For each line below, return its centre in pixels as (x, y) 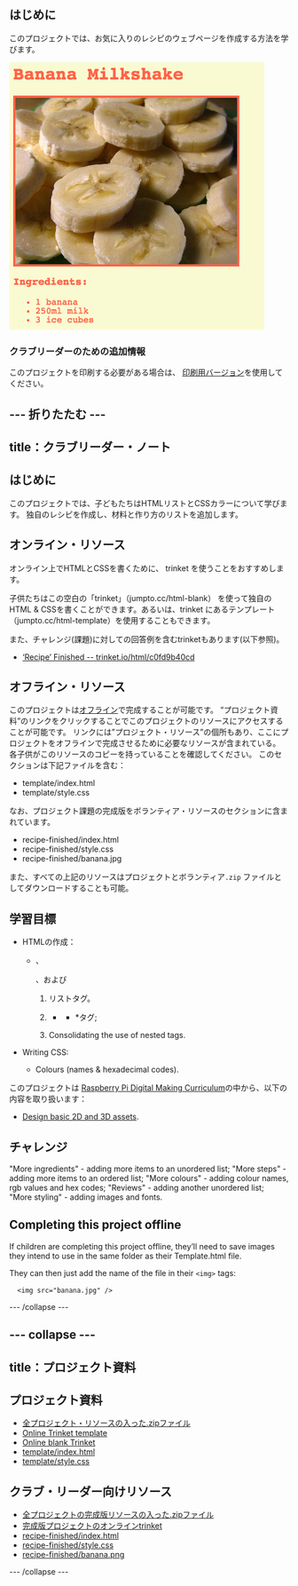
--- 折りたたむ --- (58, 414)
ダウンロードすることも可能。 (79, 888)
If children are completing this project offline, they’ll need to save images (142, 1246)
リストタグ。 (72, 999)
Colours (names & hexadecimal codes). (107, 1070)
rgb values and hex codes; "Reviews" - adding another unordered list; (137, 1187)
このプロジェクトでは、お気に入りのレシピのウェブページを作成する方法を (145, 38)
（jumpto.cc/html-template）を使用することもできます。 (112, 620)
